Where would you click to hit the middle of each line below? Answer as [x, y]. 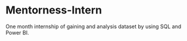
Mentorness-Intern [54, 10]
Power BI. [17, 32]
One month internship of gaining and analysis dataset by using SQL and [93, 26]
